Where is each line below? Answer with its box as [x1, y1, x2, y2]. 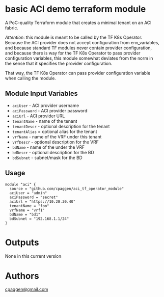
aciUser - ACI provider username [12, 102, 80, 108]
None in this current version [5, 253, 61, 259]
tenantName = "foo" [9, 203, 50, 208]
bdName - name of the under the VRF [12, 144, 85, 150]
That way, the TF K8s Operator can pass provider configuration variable [5, 70, 151, 76]
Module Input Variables [5, 89, 78, 98]
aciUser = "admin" [9, 190, 48, 195]
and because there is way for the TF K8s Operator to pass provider [5, 50, 141, 56]
